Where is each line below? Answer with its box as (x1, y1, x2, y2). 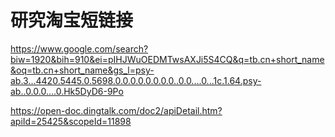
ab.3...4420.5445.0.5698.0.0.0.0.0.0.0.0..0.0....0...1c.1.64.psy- (10, 74, 262, 86)
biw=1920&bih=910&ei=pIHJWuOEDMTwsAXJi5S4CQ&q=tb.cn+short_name (10, 53, 325, 65)
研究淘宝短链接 (10, 9, 134, 32)
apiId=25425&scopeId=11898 (10, 115, 132, 127)
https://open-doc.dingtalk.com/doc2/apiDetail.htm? (10, 104, 223, 116)
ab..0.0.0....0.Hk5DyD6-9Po (10, 85, 124, 97)
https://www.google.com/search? (10, 42, 149, 55)
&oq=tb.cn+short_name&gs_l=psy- (10, 64, 155, 76)
